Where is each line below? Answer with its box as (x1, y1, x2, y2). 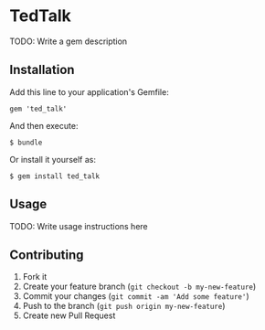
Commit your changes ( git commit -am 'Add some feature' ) (22, 291, 249, 302)
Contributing (9, 247, 84, 262)
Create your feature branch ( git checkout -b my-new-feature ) (22, 281, 257, 293)
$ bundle (9, 138, 43, 147)
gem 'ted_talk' (9, 104, 68, 113)
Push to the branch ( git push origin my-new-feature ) (22, 301, 226, 312)
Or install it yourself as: (9, 154, 96, 165)
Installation (9, 62, 75, 78)
